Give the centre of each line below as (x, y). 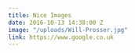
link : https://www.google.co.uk (61, 37)
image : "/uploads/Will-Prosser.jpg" (68, 30)
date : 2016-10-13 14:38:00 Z (56, 23)
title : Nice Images (40, 15)
